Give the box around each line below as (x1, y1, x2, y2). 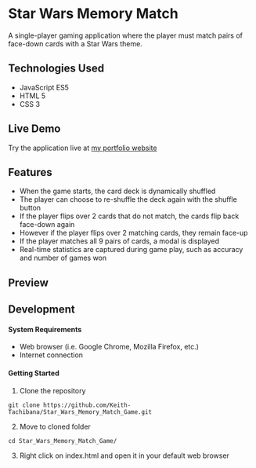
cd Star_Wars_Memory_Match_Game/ (8, 437, 117, 444)
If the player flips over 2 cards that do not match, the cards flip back (19, 211, 240, 221)
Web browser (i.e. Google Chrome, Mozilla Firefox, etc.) (19, 342, 200, 352)
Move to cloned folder (19, 422, 92, 431)
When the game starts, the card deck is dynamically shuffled (19, 186, 216, 196)
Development (8, 303, 76, 316)
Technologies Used (8, 62, 104, 75)
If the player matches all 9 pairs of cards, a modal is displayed (19, 236, 220, 246)
